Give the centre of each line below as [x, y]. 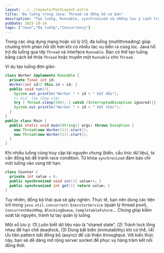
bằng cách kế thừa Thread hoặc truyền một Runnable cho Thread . [70, 57]
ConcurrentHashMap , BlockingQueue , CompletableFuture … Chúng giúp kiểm [79, 210]
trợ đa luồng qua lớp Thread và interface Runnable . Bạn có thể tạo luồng [76, 52]
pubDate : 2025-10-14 [26, 23]
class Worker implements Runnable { [42, 76]
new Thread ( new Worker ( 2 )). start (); [51, 135]
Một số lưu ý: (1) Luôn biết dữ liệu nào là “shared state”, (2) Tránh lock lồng [80, 224]
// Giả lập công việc [37, 98]
